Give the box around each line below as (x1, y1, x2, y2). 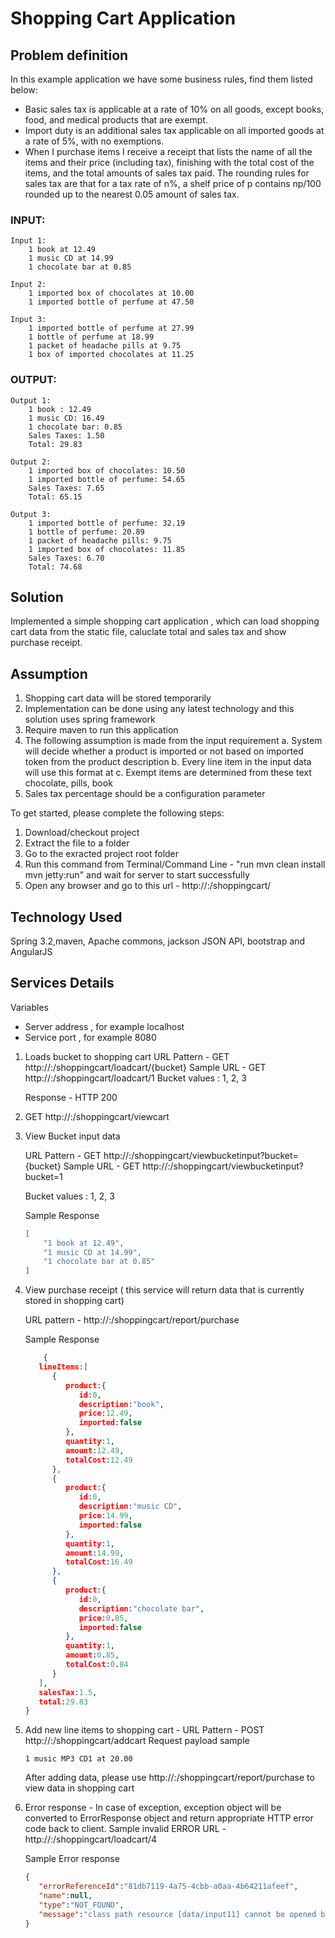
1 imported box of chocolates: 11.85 (28, 544, 186, 554)
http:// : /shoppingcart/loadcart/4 (24, 1833, 158, 1846)
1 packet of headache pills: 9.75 (28, 535, 172, 546)
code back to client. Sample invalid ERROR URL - (24, 1823, 227, 1835)
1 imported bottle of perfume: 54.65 (28, 474, 186, 484)
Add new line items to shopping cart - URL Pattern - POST (24, 1724, 265, 1736)
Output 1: (10, 395, 52, 406)
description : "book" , (78, 1399, 165, 1409)
